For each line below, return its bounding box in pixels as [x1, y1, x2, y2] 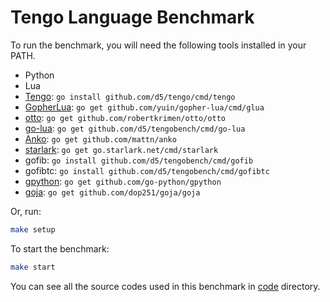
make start [10, 262, 56, 272]
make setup [10, 224, 56, 235]
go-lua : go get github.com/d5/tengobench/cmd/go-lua [24, 122, 246, 134]
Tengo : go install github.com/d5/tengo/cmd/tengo [24, 90, 236, 102]
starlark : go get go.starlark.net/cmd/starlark [24, 143, 219, 155]
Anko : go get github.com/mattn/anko [24, 132, 177, 145]
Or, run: [10, 205, 42, 217]
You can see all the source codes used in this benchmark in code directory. [10, 280, 321, 292]
